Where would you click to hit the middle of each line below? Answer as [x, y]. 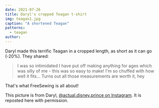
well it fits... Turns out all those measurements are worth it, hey [81, 76]
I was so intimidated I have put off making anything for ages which [84, 66]
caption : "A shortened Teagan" [37, 23]
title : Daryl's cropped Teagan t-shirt [46, 14]
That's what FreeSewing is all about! [42, 85]
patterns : [15, 28]
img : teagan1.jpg [23, 19]
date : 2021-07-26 [23, 10]
